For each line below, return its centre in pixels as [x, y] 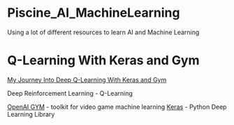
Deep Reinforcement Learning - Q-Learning [70, 93]
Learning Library [31, 114]
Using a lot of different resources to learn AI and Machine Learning [103, 32]
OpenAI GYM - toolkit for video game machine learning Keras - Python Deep [117, 107]
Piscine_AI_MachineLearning [94, 13]
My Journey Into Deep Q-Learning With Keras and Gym [87, 80]
